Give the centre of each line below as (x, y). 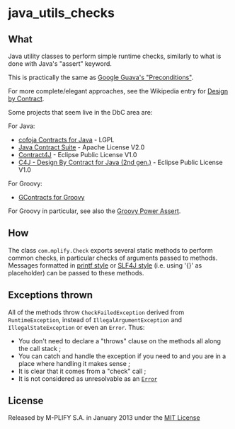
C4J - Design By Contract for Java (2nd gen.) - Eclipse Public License (120, 162)
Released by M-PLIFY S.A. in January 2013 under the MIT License (104, 418)
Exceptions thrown (51, 295)
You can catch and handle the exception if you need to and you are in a (122, 356)
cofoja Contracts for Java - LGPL (66, 140)
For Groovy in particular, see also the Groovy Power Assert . (94, 211)
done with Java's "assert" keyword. (60, 64)
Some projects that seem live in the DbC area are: (80, 112)
